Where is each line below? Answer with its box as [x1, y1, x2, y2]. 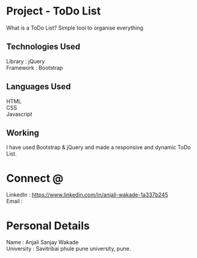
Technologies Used [6, 42, 80, 52]
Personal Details [6, 219, 90, 233]
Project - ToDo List [6, 4, 101, 18]
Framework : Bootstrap [6, 64, 63, 71]
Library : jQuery [6, 57, 45, 64]
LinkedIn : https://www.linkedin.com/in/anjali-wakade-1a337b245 [6, 191, 169, 198]
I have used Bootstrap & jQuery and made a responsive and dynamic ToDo [6, 143, 191, 151]
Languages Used [6, 81, 71, 92]
